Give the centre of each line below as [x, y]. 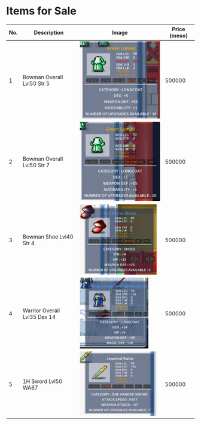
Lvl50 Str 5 [36, 84]
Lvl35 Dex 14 [39, 317]
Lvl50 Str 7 [36, 165]
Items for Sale [41, 11]
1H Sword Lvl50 [43, 381]
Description [49, 32]
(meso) [179, 36]
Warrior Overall [42, 311]
